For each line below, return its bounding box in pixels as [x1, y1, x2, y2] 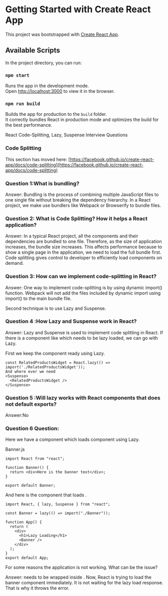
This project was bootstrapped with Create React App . [5, 31, 120, 37]
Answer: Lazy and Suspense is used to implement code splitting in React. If [5, 329, 163, 335]
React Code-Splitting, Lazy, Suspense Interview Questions [5, 132, 128, 138]
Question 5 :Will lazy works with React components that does [5, 394, 160, 401]
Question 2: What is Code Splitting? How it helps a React [5, 215, 148, 222]
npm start [5, 72, 30, 78]
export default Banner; [5, 483, 56, 488]
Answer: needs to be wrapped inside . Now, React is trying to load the [5, 574, 152, 580]
